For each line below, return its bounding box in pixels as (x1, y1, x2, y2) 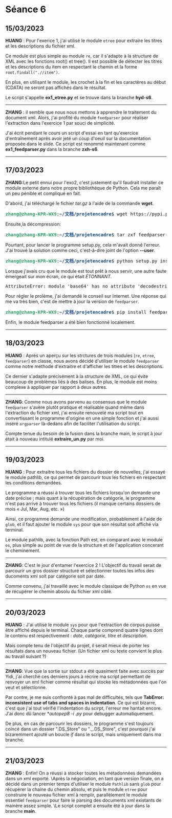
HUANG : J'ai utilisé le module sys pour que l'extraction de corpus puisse (5, 622, 160, 628)
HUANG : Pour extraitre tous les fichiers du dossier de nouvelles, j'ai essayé (5, 469, 165, 475)
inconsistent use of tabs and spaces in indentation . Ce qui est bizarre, (5, 700, 157, 706)
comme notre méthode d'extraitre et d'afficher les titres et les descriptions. (5, 363, 164, 369)
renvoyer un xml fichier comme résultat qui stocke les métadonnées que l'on (5, 679, 167, 685)
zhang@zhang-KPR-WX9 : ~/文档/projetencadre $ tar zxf (5, 232, 136, 237)
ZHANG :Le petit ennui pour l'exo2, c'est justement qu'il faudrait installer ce (5, 179, 164, 185)
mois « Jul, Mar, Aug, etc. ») (5, 506, 65, 512)
